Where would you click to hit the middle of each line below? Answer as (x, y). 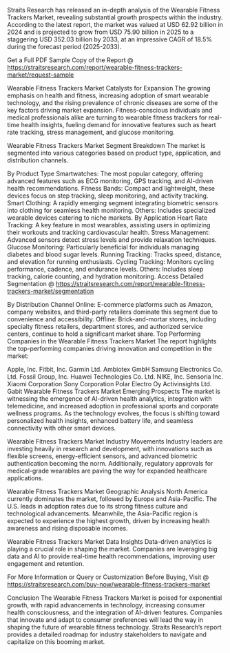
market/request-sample (41, 75)
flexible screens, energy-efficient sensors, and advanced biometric (102, 456)
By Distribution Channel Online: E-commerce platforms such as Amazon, (110, 304)
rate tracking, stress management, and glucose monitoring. (91, 132)
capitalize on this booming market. (56, 642)
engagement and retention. (46, 564)
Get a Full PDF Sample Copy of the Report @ (70, 60)
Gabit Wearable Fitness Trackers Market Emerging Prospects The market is (114, 391)
